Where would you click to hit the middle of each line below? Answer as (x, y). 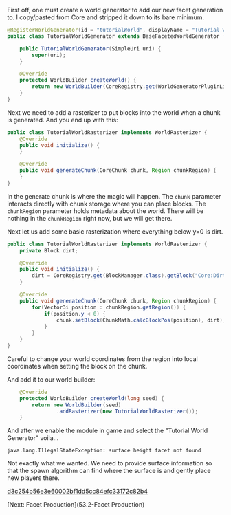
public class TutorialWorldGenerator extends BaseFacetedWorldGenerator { (117, 36)
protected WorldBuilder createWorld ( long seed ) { (92, 398)
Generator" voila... (33, 438)
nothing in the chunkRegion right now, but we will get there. (90, 218)
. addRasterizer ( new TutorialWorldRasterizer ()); (127, 411)
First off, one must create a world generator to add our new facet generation (115, 10)
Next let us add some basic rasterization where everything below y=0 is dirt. (115, 231)
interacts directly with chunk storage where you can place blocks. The (107, 204)
